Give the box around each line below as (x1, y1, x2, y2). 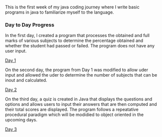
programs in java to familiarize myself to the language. (5, 9, 114, 15)
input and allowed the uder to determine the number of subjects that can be (5, 72, 158, 78)
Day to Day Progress (5, 21, 55, 28)
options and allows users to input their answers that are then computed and (5, 101, 157, 107)
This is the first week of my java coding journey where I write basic (5, 4, 140, 10)
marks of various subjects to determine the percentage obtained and (5, 38, 143, 43)
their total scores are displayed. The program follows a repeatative (5, 107, 139, 113)
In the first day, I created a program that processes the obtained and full (5, 33, 150, 39)
